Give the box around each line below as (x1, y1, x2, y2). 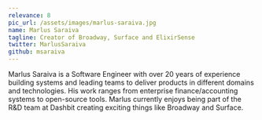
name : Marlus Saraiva (8, 26, 79, 34)
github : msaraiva (8, 48, 65, 56)
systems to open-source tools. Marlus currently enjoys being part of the (8, 95, 242, 104)
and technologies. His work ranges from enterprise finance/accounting (8, 86, 238, 95)
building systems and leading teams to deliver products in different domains (8, 78, 254, 87)
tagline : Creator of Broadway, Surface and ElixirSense (8, 33, 195, 42)
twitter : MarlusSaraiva (8, 41, 87, 49)
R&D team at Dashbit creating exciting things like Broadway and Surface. (8, 103, 244, 112)
